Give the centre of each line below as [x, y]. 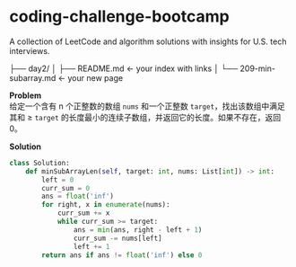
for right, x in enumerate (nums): [106, 205]
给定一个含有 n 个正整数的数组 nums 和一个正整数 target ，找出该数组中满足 [147, 106]
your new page [96, 77]
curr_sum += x [83, 213]
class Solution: [39, 163]
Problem [26, 95]
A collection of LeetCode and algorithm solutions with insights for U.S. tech [148, 41]
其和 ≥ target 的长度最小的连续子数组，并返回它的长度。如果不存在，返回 [145, 117]
